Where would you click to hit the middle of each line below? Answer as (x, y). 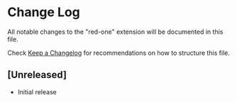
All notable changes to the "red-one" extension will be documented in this (115, 32)
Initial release (37, 91)
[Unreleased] (37, 75)
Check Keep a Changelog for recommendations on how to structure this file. (119, 53)
